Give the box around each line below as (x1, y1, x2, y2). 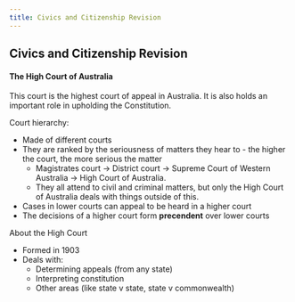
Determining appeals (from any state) (35, 264, 174, 274)
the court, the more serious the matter (21, 153, 163, 165)
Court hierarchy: (9, 118, 70, 128)
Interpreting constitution (35, 273, 125, 284)
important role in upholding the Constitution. (9, 100, 172, 111)
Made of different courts (21, 135, 113, 145)
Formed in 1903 (21, 245, 80, 256)
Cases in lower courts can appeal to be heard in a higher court (21, 201, 252, 212)
